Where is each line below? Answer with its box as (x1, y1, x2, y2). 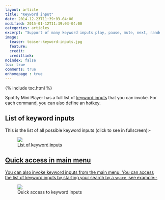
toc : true (5, 62, 26, 67)
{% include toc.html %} (5, 85, 53, 91)
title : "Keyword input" (5, 12, 54, 17)
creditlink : (9, 53, 34, 58)
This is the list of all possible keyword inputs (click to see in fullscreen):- (5, 127, 151, 133)
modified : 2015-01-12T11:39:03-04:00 (5, 21, 82, 26)
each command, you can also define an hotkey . (5, 100, 101, 106)
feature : (9, 44, 27, 49)
